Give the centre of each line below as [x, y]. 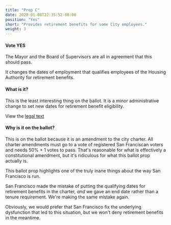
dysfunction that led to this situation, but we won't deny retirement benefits [84, 212]
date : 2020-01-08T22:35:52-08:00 [41, 15]
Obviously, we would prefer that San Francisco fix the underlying [74, 207]
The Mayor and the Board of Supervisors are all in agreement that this [79, 57]
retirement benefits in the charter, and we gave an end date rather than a [82, 191]
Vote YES [15, 45]
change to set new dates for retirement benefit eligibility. [65, 106]
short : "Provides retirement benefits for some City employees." [76, 24]
